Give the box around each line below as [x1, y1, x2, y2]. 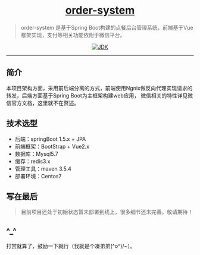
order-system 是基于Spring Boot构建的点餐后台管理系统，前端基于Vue [20, 24, 193, 31]
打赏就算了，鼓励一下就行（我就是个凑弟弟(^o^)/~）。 [6, 243, 136, 250]
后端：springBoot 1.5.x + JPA [14, 135, 86, 143]
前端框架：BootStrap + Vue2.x [14, 143, 90, 150]
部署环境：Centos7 [14, 172, 62, 180]
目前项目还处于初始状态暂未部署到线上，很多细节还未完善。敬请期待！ [20, 209, 193, 216]
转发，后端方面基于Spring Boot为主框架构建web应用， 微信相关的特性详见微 [6, 92, 193, 99]
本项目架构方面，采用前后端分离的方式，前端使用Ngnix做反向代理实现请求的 [6, 84, 193, 92]
